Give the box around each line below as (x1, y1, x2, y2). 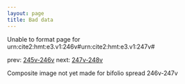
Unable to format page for (7, 35, 81, 43)
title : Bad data (7, 16, 53, 23)
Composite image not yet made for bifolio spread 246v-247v (7, 69, 178, 77)
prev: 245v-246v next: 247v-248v (7, 55, 103, 64)
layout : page (7, 10, 45, 17)
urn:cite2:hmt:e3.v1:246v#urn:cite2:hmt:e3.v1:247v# (7, 42, 156, 51)
